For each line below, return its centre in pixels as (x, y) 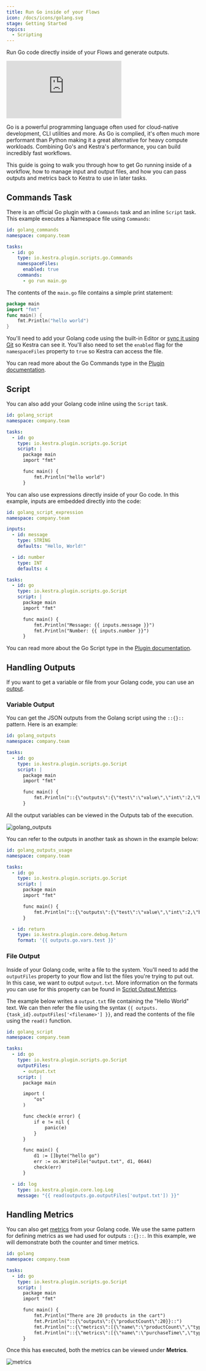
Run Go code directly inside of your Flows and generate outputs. (88, 52)
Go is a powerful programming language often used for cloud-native (93, 127)
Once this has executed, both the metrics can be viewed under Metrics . (97, 1350)
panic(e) (56, 1127)
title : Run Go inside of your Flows (53, 12)
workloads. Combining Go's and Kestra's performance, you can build (93, 147)
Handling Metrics (40, 1214)
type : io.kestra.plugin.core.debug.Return (72, 935)
